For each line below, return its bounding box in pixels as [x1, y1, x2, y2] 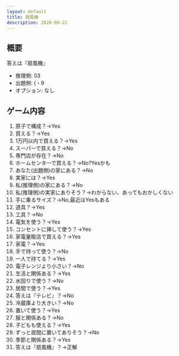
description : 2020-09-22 [6, 19, 68, 25]
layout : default [6, 8, 47, 15]
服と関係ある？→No [15, 314, 64, 321]
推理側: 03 [15, 72, 41, 80]
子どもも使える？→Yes [15, 322, 71, 328]
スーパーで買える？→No [15, 145, 74, 151]
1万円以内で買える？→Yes [15, 137, 78, 144]
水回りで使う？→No [15, 278, 64, 284]
